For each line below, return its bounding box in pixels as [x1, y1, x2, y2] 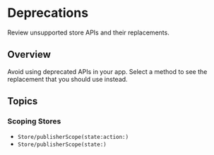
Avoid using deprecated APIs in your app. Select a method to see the [7, 67, 208, 75]
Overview [7, 49, 52, 61]
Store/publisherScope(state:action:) [17, 134, 129, 141]
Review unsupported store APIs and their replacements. [7, 28, 170, 37]
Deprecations [7, 5, 89, 21]
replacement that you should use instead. [7, 75, 129, 83]
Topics [7, 95, 38, 107]
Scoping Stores [7, 116, 61, 126]
